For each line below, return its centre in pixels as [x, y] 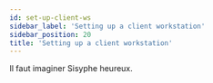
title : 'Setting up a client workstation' [91, 43]
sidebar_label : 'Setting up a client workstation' [107, 26]
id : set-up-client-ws [51, 18]
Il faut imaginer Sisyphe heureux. [71, 69]
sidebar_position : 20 [51, 34]
